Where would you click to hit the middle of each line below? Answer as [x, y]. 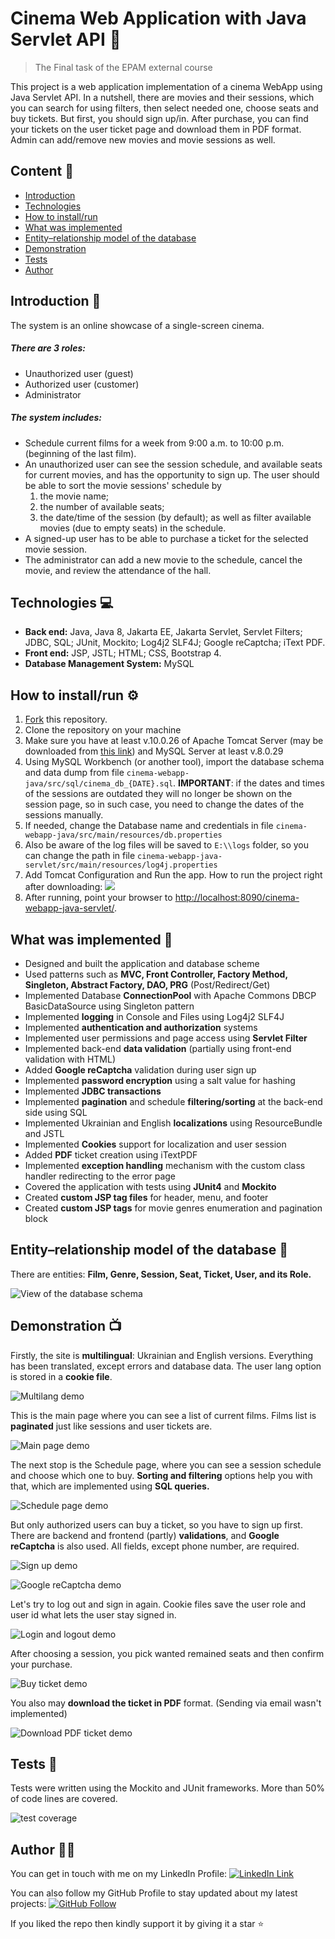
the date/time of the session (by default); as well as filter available [175, 517]
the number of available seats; [102, 506]
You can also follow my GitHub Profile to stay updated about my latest [154, 1893]
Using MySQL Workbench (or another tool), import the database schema [174, 762]
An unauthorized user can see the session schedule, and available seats [173, 464]
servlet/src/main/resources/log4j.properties [121, 865]
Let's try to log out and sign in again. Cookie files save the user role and [158, 1604]
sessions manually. [64, 815]
